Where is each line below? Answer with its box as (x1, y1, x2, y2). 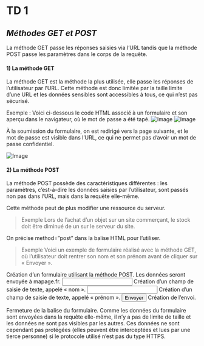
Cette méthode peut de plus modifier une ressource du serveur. (6, 205, 166, 212)
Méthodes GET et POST (6, 28, 97, 38)
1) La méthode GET (6, 65, 55, 72)
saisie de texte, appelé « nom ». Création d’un (6, 286, 192, 293)
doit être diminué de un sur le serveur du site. (21, 223, 135, 230)
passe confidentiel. (6, 141, 55, 148)
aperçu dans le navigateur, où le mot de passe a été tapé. (6, 116, 150, 123)
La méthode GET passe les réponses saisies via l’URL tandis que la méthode (6, 44, 197, 51)
